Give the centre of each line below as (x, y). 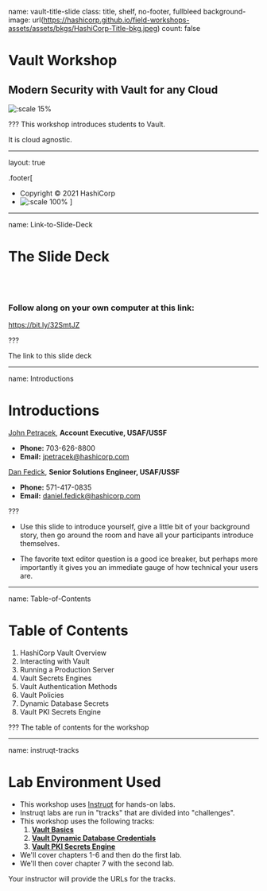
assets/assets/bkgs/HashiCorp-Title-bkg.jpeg (83, 28)
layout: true (27, 163)
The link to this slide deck (50, 356)
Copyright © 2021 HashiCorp (68, 193)
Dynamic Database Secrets (64, 703)
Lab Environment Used (85, 783)
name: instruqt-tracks (44, 750)
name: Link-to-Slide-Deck (50, 225)
